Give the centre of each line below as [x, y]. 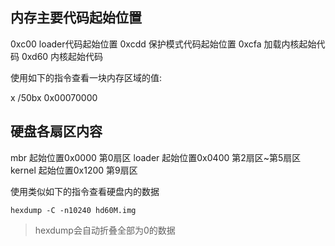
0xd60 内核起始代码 [62, 56]
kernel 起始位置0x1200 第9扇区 [74, 170]
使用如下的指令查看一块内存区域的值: [86, 77]
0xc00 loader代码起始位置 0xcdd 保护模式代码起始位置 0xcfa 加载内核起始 [163, 44]
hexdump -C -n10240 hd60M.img [73, 210]
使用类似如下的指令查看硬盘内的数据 [85, 191]
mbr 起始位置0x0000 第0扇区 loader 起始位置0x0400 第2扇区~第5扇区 [156, 157]
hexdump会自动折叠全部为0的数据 [105, 230]
